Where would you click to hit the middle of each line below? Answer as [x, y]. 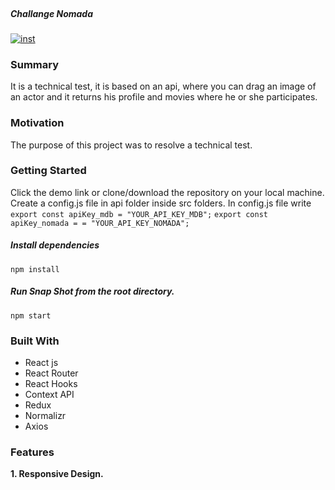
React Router [51, 373]
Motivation [37, 123]
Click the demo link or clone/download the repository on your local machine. [167, 192]
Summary [35, 64]
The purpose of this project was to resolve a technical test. [131, 145]
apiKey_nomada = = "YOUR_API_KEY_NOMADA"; [100, 223]
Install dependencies [55, 245]
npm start [31, 315]
